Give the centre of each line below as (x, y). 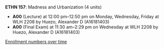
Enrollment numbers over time (36, 42)
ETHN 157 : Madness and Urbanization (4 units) (54, 7)
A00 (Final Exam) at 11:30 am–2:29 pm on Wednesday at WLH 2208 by (85, 27)
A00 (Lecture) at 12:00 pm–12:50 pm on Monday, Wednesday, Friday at (85, 16)
